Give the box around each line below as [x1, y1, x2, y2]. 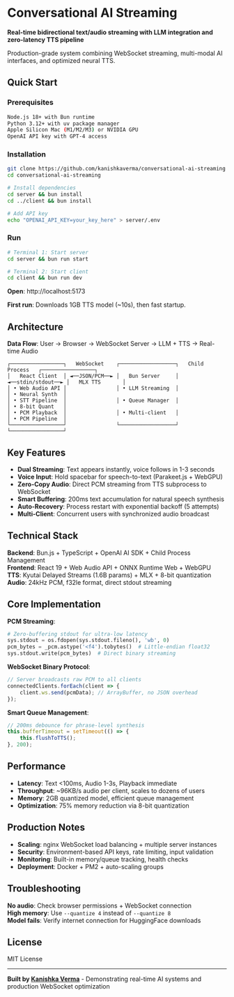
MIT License [7, 955, 43, 963]
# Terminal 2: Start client [7, 268, 89, 275]
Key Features [7, 446, 66, 458]
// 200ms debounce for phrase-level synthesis [7, 722, 145, 729]
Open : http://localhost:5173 [7, 287, 86, 296]
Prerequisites [7, 98, 54, 108]
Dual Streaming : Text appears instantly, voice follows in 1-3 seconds [17, 465, 214, 473]
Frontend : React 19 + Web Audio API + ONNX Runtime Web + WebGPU [7, 563, 211, 572]
